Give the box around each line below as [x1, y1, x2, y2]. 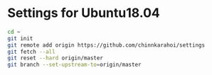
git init [7, 35, 33, 42]
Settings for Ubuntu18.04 [7, 5, 160, 21]
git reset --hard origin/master [7, 54, 103, 62]
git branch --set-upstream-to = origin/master [7, 62, 142, 69]
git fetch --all [7, 48, 55, 55]
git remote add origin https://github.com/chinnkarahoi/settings [7, 41, 205, 49]
